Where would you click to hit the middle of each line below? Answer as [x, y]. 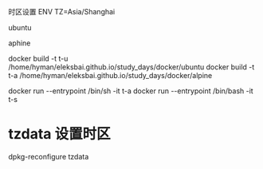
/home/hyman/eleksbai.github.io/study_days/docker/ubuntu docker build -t [131, 67]
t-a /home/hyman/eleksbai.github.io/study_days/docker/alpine [110, 75]
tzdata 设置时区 [59, 134]
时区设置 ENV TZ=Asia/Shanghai [62, 12]
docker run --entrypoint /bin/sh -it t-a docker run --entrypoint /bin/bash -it [131, 91]
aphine [20, 43]
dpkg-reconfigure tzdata [49, 156]
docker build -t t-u [38, 59]
